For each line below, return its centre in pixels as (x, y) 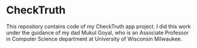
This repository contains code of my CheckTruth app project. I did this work (99, 26)
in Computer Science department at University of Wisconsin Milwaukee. (94, 39)
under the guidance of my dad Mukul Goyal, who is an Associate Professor (97, 32)
